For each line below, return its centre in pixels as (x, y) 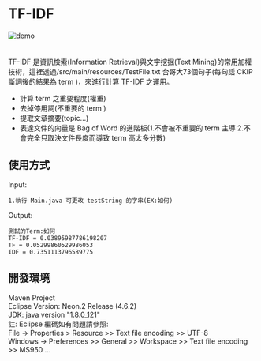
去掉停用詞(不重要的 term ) (63, 108)
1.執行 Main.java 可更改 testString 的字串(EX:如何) (91, 201)
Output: (21, 215)
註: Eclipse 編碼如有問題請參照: (58, 324)
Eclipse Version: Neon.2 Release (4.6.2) (73, 306)
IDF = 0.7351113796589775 (50, 252)
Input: (18, 184)
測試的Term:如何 (32, 231)
